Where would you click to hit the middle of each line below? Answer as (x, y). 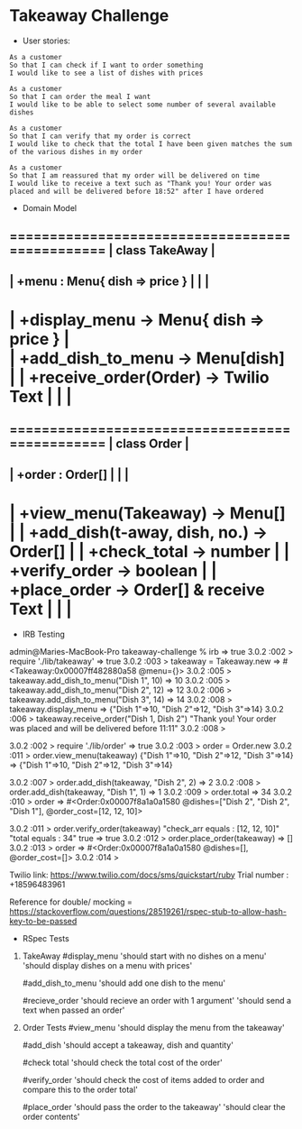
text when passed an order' (73, 1010)
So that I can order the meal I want (80, 96)
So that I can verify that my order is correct (101, 136)
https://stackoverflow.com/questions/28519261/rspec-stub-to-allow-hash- (148, 911)
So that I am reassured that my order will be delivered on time (134, 175)
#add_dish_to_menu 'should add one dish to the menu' (124, 983)
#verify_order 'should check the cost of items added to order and (143, 1079)
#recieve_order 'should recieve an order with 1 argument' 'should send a (156, 1000)
